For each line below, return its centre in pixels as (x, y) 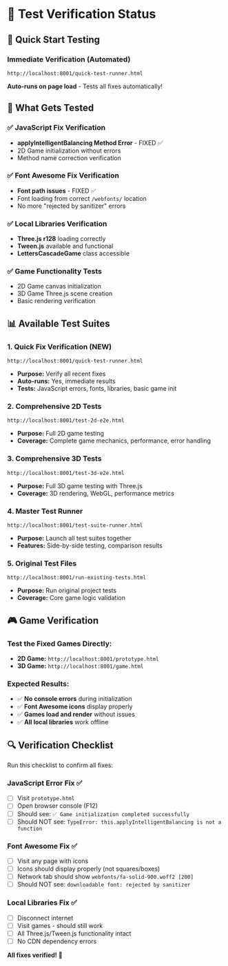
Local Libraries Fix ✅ (42, 902)
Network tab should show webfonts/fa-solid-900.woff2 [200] (105, 877)
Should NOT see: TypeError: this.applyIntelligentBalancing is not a (119, 822)
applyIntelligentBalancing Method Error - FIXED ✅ (90, 143)
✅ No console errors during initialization (74, 699)
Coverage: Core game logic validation (71, 598)
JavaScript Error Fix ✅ (45, 783)
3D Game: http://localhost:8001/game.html (80, 666)
